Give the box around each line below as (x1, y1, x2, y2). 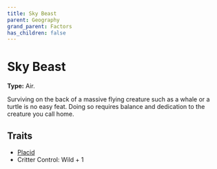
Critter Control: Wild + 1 (17, 156, 84, 163)
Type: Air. (7, 82, 36, 90)
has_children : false (7, 29, 67, 37)
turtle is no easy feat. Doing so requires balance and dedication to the (7, 103, 205, 111)
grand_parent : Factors (7, 23, 72, 30)
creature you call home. (7, 110, 74, 118)
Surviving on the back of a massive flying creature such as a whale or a (7, 95, 210, 103)
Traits (7, 130, 33, 141)
